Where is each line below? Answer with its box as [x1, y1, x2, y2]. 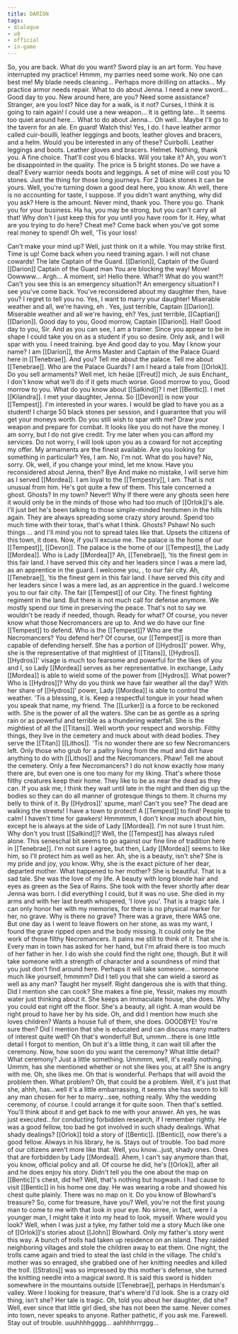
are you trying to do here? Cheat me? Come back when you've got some [7, 221, 220, 229]
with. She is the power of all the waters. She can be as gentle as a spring [7, 709, 220, 717]
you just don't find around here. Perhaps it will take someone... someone [7, 965, 220, 973]
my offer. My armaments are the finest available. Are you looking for [7, 446, 206, 453]
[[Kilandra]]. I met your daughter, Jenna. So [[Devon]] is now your [7, 392, 199, 401]
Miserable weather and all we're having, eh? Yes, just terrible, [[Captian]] [7, 310, 220, 318]
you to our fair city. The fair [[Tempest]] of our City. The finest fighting [7, 589, 212, 597]
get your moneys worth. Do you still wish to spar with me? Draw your [7, 415, 209, 424]
